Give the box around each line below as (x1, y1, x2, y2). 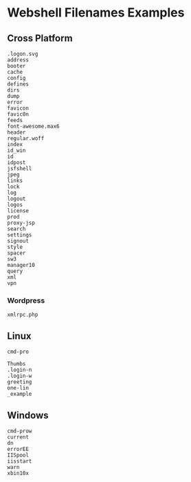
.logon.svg (7, 50, 38, 57)
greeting (7, 379, 32, 385)
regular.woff (7, 135, 45, 142)
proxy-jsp (7, 219, 36, 226)
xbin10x (7, 470, 30, 476)
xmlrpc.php (7, 312, 38, 319)
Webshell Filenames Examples (7, 5, 185, 21)
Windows (7, 409, 49, 421)
